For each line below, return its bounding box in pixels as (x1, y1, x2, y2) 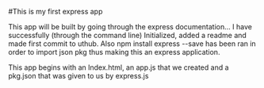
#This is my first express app (8, 7, 103, 16)
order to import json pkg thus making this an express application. (8, 48, 220, 56)
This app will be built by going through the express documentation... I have (8, 22, 252, 31)
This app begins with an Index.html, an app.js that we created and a (8, 63, 229, 72)
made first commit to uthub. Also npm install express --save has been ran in (8, 39, 256, 48)
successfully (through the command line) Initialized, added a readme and (8, 31, 247, 40)
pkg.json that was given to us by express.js (8, 71, 149, 80)
